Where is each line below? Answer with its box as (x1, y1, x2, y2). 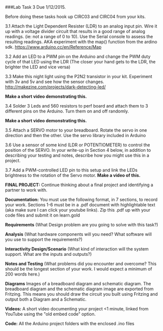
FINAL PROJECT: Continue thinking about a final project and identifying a (5, 182, 153, 188)
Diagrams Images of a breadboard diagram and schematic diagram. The (5, 281, 151, 286)
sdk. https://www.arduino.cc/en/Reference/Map (5, 44, 102, 50)
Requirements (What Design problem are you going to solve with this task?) (5, 222, 158, 227)
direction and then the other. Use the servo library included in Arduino (5, 133, 146, 138)
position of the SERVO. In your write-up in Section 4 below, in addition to (5, 147, 151, 153)
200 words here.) (5, 271, 40, 277)
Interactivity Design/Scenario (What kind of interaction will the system (5, 246, 149, 252)
